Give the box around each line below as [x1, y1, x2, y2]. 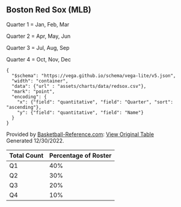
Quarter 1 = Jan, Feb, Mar [6, 20, 70, 28]
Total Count [9, 151, 44, 159]
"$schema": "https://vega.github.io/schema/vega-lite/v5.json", [11, 72, 176, 79]
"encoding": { [11, 93, 47, 100]
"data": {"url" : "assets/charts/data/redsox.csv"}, [11, 83, 147, 89]
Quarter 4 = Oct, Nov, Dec [6, 55, 71, 63]
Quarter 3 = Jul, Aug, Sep [6, 44, 70, 51]
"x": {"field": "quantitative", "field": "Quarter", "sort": [17, 99, 173, 105]
